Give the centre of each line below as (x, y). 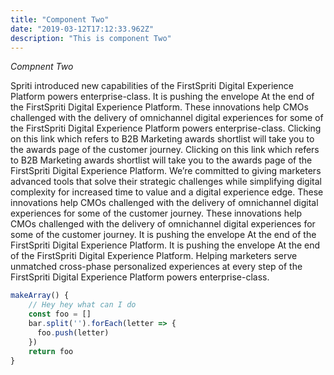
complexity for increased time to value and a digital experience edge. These (167, 192)
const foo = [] (60, 314)
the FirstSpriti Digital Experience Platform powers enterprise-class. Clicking (166, 128)
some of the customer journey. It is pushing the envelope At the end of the (163, 235)
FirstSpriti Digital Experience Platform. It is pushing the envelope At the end (165, 245)
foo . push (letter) (73, 332)
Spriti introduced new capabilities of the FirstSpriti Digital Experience (152, 86)
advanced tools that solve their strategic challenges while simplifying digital (166, 182)
